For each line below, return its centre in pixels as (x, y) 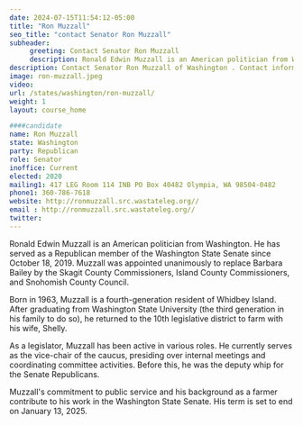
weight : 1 (28, 101)
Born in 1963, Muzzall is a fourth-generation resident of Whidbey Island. (143, 299)
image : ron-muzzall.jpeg (56, 77)
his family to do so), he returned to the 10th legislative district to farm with (147, 318)
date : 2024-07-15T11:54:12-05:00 (72, 18)
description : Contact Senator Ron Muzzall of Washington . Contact (139, 68)
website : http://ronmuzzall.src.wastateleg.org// (105, 202)
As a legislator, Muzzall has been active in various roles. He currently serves (151, 345)
